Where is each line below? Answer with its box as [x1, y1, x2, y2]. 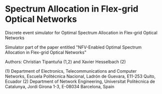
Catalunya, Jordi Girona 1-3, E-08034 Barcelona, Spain [5, 83, 115, 89]
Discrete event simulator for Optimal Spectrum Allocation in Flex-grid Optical [5, 30, 158, 35]
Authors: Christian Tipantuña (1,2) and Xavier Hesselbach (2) [5, 59, 126, 64]
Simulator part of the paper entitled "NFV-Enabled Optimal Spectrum [5, 44, 142, 50]
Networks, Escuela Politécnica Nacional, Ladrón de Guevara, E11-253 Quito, [5, 73, 156, 79]
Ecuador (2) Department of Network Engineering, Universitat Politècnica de [5, 78, 156, 84]
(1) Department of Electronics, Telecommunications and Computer [5, 68, 137, 74]
